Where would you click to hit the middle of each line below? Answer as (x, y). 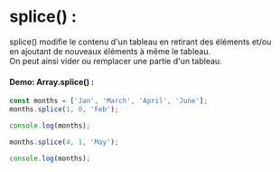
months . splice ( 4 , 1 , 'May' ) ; (64, 142)
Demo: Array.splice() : (52, 81)
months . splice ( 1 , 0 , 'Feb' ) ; (64, 110)
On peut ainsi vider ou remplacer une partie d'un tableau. (116, 61)
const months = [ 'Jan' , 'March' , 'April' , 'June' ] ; (108, 101)
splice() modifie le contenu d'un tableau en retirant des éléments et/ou (140, 42)
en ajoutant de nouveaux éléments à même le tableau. (110, 51)
